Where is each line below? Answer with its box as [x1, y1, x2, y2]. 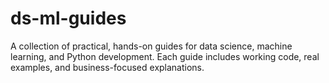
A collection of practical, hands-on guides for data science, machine [10, 40, 293, 52]
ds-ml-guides [10, 7, 127, 30]
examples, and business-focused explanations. [10, 61, 205, 73]
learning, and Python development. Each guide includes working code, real [10, 50, 320, 62]
